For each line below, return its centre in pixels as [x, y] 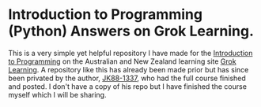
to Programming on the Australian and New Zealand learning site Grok [122, 61]
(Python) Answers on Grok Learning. [131, 31]
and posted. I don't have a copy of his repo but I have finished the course [128, 86]
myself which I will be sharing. [57, 94]
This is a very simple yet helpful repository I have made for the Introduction [130, 53]
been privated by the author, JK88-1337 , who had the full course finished [127, 78]
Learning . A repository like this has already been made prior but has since [129, 69]
